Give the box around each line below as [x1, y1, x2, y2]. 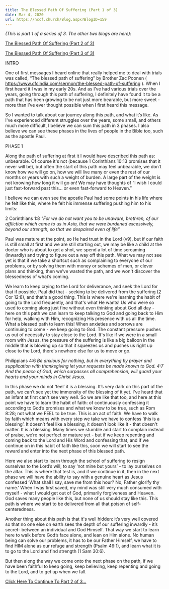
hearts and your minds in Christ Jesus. [5, 374, 86, 380]
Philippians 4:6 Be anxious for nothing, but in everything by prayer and [5, 357, 152, 364]
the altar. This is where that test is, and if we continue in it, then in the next [5, 469, 159, 475]
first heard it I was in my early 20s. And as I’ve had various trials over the [5, 86, 156, 92]
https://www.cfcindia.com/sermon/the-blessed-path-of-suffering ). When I [5, 80, 161, 86]
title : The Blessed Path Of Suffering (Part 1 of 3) [5, 7, 118, 13]
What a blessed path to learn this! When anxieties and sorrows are [5, 321, 143, 327]
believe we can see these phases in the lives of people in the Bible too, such [5, 128, 163, 134]
